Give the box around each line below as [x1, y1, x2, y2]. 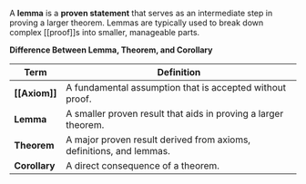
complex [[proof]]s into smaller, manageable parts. [9, 27, 200, 37]
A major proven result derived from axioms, [65, 133, 251, 146]
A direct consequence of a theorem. [65, 160, 220, 171]
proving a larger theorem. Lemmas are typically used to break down [9, 17, 264, 28]
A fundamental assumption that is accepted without [65, 82, 287, 93]
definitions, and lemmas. [65, 145, 170, 157]
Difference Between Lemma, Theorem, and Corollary [9, 44, 213, 55]
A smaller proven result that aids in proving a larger [65, 108, 284, 120]
